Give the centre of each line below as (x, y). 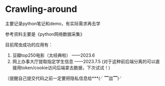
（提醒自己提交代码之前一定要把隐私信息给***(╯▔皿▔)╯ (64, 78)
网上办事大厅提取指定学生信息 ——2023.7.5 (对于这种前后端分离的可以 (84, 61)
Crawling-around (41, 9)
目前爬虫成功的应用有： (29, 44)
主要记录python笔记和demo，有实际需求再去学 (53, 23)
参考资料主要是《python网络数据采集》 (45, 34)
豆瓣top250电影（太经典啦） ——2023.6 (54, 55)
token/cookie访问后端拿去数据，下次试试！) (66, 68)
